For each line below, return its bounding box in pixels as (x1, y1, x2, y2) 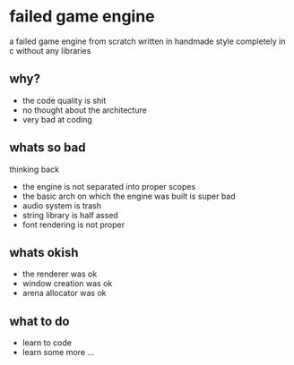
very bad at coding (22, 114, 92, 124)
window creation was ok (22, 278, 113, 289)
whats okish (9, 244, 79, 260)
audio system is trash (22, 199, 101, 211)
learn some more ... (22, 347, 95, 358)
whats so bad (9, 140, 86, 156)
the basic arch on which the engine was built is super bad (22, 191, 236, 201)
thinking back (9, 164, 60, 174)
